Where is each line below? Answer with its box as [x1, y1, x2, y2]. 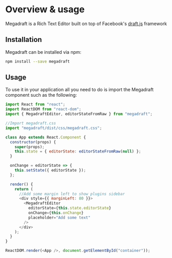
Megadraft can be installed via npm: [5, 49, 82, 55]
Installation [5, 35, 42, 44]
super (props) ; [14, 144, 45, 149]
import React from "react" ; [5, 102, 66, 107]
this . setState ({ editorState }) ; [14, 168, 86, 173]
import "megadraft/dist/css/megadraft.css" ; [5, 125, 102, 131]
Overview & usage [5, 4, 85, 15]
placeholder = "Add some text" [28, 215, 91, 220]
